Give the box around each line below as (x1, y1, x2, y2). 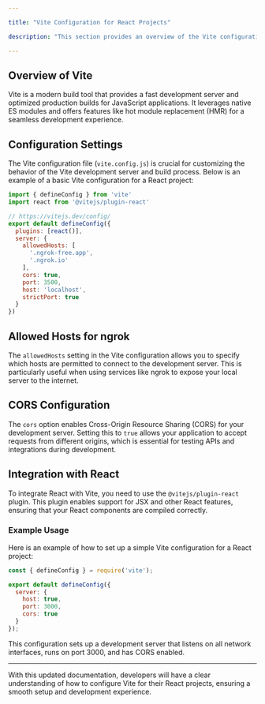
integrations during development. (8, 444, 117, 454)
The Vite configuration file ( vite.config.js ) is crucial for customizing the (8, 159, 245, 168)
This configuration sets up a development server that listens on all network (8, 638, 252, 648)
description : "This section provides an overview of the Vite (8, 32, 217, 40)
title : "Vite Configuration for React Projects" (8, 18, 171, 26)
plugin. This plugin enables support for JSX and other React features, (8, 496, 233, 506)
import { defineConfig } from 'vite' (8, 191, 132, 199)
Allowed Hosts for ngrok (8, 329, 130, 343)
